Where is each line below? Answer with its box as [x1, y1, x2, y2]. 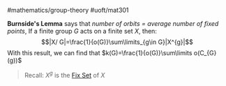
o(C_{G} [193, 49, 217, 57]
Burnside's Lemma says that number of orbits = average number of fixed [7, 20, 219, 27]
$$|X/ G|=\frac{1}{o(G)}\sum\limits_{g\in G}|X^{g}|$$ [41, 38, 193, 46]
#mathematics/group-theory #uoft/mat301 [7, 6, 129, 14]
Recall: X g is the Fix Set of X [24, 70, 105, 79]
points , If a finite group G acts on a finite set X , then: [7, 27, 157, 35]
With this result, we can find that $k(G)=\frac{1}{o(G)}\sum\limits [7, 49, 193, 57]
